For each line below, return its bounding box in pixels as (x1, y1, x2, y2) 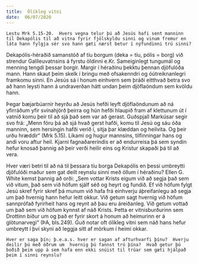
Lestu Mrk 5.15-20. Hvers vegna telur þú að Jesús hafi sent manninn (6, 30, 184, 36)
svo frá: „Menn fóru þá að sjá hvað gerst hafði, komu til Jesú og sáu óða (6, 119, 181, 126)
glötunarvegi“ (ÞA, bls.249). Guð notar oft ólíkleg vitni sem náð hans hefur (6, 218, 186, 226)
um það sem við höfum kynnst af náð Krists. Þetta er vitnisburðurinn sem (6, 206, 183, 213)
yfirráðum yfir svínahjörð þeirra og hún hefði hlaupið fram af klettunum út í (6, 107, 187, 114)
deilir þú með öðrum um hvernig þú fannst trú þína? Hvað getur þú (6, 242, 181, 247)
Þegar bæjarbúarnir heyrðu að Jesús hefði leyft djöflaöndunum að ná (6, 100, 174, 107)
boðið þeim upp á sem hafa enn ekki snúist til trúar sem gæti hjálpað (6, 247, 186, 253)
